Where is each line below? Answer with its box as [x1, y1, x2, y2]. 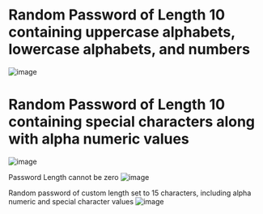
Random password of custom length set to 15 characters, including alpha [8, 188, 252, 198]
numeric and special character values [8, 196, 134, 206]
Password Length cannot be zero [8, 172, 119, 182]
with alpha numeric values [8, 130, 190, 148]
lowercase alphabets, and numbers [8, 41, 251, 58]
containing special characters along [8, 113, 256, 131]
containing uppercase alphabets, [8, 23, 235, 41]
